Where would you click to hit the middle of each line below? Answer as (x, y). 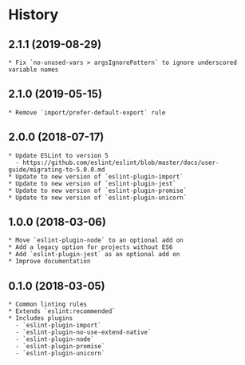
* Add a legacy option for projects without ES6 (91, 247)
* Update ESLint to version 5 (59, 155)
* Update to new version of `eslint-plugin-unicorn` (98, 198)
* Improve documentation (49, 262)
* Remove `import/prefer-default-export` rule (87, 112)
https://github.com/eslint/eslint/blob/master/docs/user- (121, 162)
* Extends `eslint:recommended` (62, 311)
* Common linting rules (48, 305)
